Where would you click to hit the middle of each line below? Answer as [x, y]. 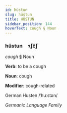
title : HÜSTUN [20, 19]
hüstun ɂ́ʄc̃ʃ [22, 46]
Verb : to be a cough [26, 66]
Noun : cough [19, 76]
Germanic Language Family [33, 105]
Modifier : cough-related [30, 86]
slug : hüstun [19, 14]
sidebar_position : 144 [29, 24]
